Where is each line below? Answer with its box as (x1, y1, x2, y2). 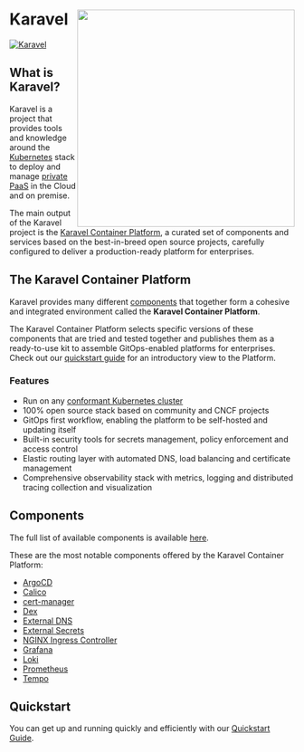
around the (9, 141, 51, 153)
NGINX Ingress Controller (22, 634, 118, 645)
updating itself (22, 424, 77, 434)
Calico (22, 586, 47, 597)
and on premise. (9, 190, 71, 201)
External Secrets (22, 624, 84, 635)
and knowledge (9, 132, 68, 143)
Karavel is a (9, 103, 52, 114)
